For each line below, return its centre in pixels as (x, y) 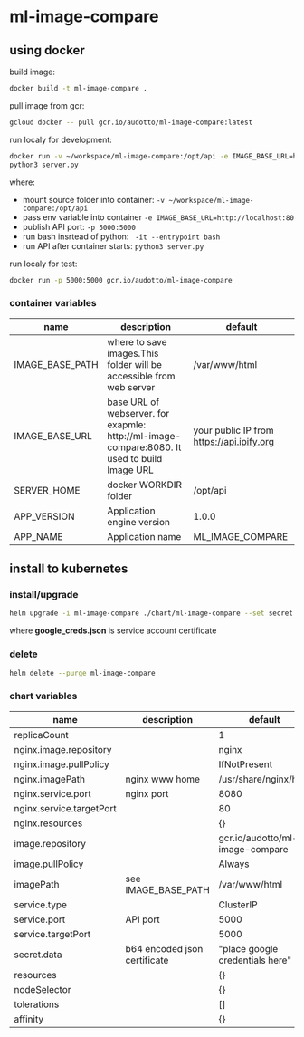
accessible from (141, 376)
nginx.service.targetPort (65, 808)
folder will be (135, 364)
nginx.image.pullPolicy (62, 764)
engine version (138, 522)
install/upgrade (44, 594)
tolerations (37, 1004)
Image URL (130, 470)
